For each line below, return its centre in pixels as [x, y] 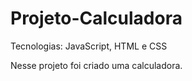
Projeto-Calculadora [96, 18]
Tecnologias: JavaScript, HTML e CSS [89, 46]
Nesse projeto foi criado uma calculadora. [96, 65]
